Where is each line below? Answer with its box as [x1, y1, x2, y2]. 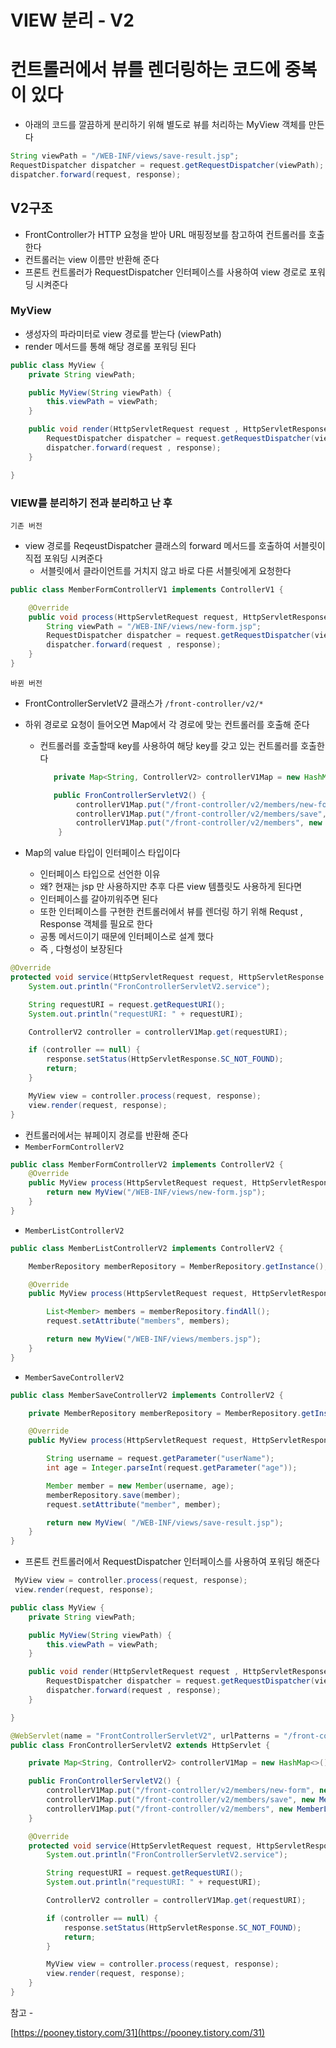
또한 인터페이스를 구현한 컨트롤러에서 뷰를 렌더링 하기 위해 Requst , [39, 906, 303, 918]
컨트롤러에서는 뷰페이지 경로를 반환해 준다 [24, 1129, 189, 1141]
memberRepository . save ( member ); [46, 1490, 182, 1500]
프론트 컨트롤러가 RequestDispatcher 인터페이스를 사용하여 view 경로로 [24, 266, 308, 278]
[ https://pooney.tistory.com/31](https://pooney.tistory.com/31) [10, 2026, 266, 2038]
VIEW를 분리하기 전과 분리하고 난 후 [10, 496, 173, 510]
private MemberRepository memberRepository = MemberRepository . [28, 1408, 302, 1418]
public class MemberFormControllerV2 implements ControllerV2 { [10, 1159, 284, 1170]
